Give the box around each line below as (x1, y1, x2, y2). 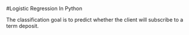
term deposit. (6, 23, 39, 29)
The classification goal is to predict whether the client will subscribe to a (6, 16, 184, 23)
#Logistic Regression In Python (6, 5, 83, 12)
